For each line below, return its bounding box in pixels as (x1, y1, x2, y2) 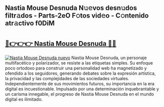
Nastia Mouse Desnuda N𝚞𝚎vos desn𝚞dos (5, 4, 137, 12)
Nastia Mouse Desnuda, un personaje (71, 55, 147, 61)
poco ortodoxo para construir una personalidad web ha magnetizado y (5, 65, 147, 71)
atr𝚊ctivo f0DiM (5, 19, 55, 27)
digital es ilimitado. (5, 96, 43, 102)
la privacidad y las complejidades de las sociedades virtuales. (5, 76, 129, 81)
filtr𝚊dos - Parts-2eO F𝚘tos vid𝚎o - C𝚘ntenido (5, 12, 149, 20)
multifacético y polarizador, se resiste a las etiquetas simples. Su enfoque (5, 60, 153, 65)
